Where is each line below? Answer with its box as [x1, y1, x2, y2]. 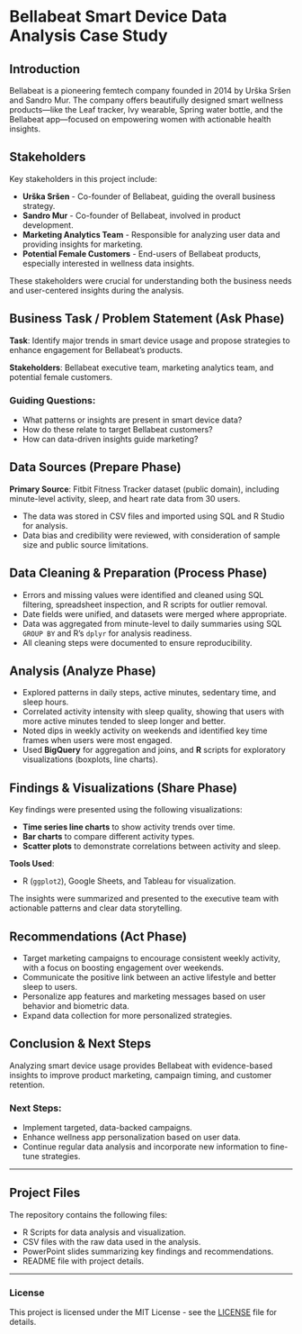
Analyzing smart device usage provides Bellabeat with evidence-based [9, 1060, 272, 1071]
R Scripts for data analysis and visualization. [22, 1227, 187, 1238]
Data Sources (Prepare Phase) [9, 459, 182, 475]
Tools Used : [9, 858, 55, 869]
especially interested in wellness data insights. [22, 258, 195, 268]
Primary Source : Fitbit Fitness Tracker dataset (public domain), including [9, 484, 280, 495]
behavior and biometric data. [22, 1000, 130, 1011]
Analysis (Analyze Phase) [9, 663, 156, 678]
